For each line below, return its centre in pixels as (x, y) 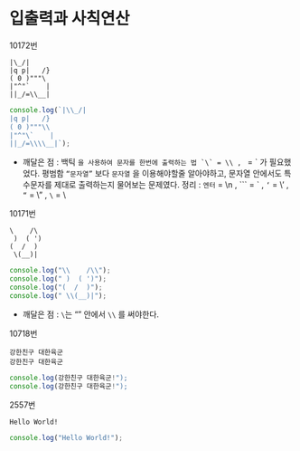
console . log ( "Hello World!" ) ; (66, 437)
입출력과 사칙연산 (70, 19)
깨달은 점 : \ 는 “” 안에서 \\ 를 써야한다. (91, 314)
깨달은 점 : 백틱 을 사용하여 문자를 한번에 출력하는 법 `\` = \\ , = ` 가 (145, 162)
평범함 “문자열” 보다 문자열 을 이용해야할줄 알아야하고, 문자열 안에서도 (162, 174)
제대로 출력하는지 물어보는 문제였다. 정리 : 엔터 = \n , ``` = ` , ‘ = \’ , (171, 185)
